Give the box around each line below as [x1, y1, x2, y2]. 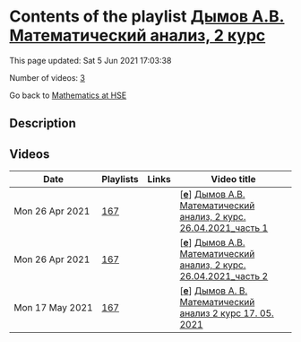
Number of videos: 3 [9, 72, 85, 83]
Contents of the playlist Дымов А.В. [9, 6, 285, 27]
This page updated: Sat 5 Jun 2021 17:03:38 [9, 55, 172, 66]
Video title [211, 173, 257, 186]
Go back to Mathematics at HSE [9, 90, 127, 101]
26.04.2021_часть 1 [179, 222, 269, 234]
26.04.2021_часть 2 [179, 270, 269, 283]
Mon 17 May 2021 [13, 302, 93, 314]
